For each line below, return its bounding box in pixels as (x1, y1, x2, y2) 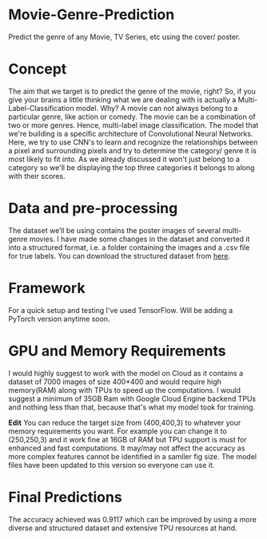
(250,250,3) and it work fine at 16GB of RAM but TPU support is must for (8, 434, 247, 444)
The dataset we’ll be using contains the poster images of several (8, 225, 221, 235)
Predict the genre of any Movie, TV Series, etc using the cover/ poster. (8, 32, 241, 42)
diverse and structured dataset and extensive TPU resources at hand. (8, 523, 237, 533)
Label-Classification (8, 103, 74, 113)
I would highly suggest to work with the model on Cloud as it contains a (8, 368, 244, 378)
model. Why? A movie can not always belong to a (75, 103, 238, 113)
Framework (8, 279, 86, 297)
